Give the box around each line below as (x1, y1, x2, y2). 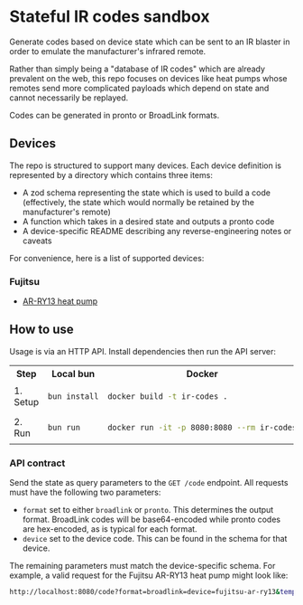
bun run (48, 422, 81, 432)
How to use (9, 322, 74, 337)
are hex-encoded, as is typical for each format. (22, 524, 197, 534)
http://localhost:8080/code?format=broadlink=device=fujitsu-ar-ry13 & (9, 588, 280, 597)
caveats (22, 235, 52, 246)
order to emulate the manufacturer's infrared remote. (9, 45, 207, 56)
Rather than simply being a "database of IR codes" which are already (9, 63, 266, 74)
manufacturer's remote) (22, 206, 111, 217)
